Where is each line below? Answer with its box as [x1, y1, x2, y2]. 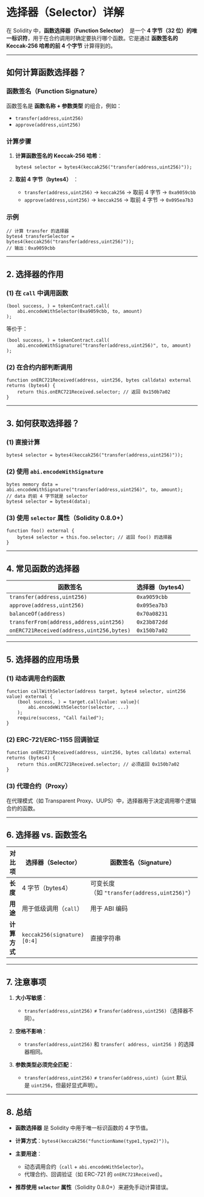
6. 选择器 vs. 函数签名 [6, 829, 87, 840]
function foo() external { [6, 528, 75, 534]
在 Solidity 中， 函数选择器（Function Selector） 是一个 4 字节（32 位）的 [6, 27, 192, 34]
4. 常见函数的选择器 [6, 564, 80, 574]
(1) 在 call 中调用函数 [6, 288, 69, 297]
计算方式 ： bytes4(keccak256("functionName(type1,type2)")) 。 [15, 1137, 173, 1145]
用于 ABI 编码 [90, 904, 128, 913]
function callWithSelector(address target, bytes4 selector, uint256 [6, 688, 186, 694]
